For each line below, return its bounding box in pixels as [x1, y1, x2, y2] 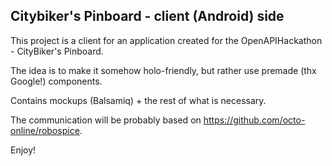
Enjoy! [10, 144, 37, 156]
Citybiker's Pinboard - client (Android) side [10, 8, 285, 25]
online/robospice [10, 124, 80, 136]
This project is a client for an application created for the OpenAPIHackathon [10, 34, 323, 46]
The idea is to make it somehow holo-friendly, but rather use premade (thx [10, 64, 317, 76]
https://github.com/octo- [203, 114, 306, 126]
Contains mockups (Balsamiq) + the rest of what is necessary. [10, 94, 267, 106]
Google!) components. [10, 75, 103, 87]
